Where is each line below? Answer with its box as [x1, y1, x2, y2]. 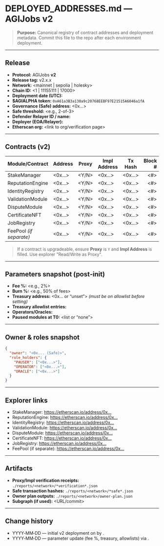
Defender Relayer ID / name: [12, 113, 71, 119]
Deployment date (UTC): [12, 93, 63, 99]
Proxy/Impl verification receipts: [12, 477, 80, 483]
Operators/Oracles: [12, 309, 53, 315]
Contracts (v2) [5, 143, 50, 151]
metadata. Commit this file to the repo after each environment [17, 35, 142, 41]
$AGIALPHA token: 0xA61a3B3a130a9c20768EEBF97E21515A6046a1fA [12, 98, 145, 103]
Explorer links [5, 396, 48, 404]
